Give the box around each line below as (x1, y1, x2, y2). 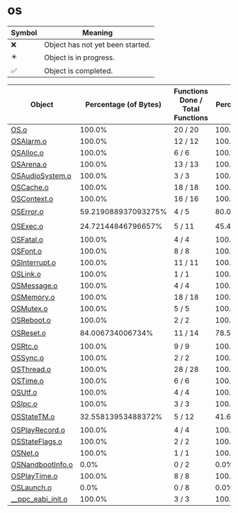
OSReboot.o (11, 315, 51, 325)
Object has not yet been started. (43, 40, 151, 50)
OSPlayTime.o (11, 470, 58, 480)
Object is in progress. (43, 52, 115, 62)
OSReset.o (11, 328, 46, 338)
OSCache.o (11, 182, 49, 192)
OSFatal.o (11, 235, 44, 244)
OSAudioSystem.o (11, 171, 72, 181)
